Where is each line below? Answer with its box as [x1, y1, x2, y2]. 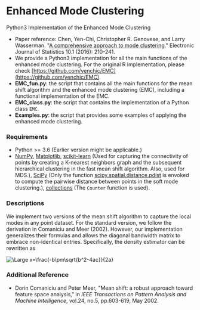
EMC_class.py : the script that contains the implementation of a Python [14, 98, 189, 106]
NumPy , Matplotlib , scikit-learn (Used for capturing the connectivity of [14, 153, 188, 160]
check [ [14, 67, 34, 74]
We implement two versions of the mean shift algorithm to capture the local [6, 213, 192, 220]
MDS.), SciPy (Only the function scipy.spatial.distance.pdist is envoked [14, 172, 189, 179]
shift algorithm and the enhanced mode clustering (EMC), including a [14, 86, 185, 93]
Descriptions [6, 199, 45, 207]
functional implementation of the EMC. [14, 92, 110, 100]
